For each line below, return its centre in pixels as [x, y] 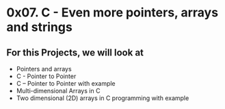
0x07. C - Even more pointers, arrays [112, 13]
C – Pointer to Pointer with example [66, 83]
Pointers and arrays [44, 69]
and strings [39, 27]
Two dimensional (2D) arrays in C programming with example [103, 98]
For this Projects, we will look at [75, 52]
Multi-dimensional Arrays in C [58, 91]
